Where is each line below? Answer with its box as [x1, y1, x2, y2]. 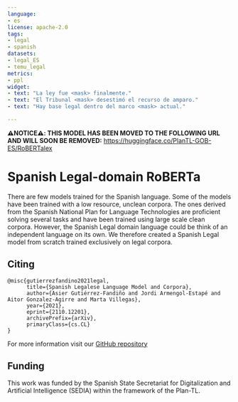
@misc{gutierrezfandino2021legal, [7, 277, 110, 285]
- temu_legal [7, 63, 46, 70]
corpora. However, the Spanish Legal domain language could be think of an [7, 222, 229, 231]
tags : [7, 30, 23, 38]
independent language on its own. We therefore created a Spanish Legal [7, 230, 220, 238]
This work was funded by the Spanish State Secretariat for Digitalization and [7, 379, 231, 388]
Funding [7, 360, 45, 372]
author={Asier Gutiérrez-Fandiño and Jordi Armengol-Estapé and [26, 290, 221, 297]
